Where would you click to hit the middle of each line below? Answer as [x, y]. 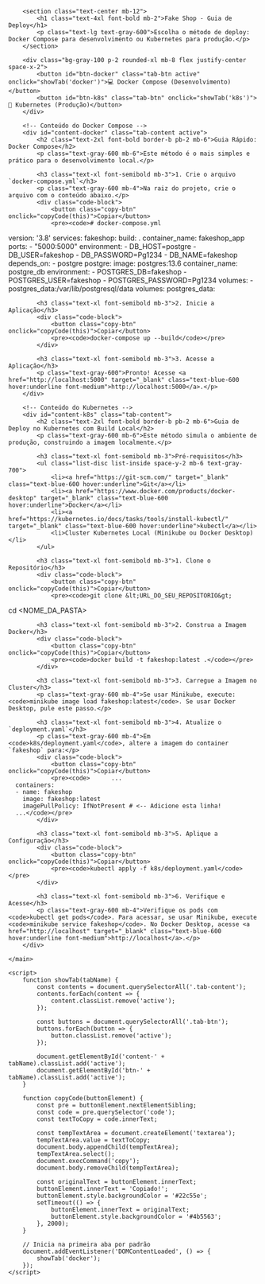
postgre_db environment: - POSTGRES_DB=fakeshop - [98, 272]
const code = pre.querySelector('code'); [106, 1112]
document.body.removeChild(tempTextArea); [108, 1168]
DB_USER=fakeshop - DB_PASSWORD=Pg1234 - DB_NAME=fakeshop [123, 255]
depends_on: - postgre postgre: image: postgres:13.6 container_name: [123, 263]
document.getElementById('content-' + [101, 1056]
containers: [35, 785]
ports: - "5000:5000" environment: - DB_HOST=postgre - [102, 246]
